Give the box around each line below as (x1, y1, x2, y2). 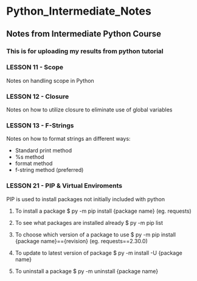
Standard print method (15, 147, 72, 154)
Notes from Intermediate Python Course (6, 29, 162, 39)
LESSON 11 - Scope (6, 63, 64, 71)
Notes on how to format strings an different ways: (6, 135, 131, 143)
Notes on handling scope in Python (6, 77, 94, 84)
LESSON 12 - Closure (6, 92, 69, 101)
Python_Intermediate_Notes (6, 4, 152, 18)
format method (15, 160, 53, 167)
